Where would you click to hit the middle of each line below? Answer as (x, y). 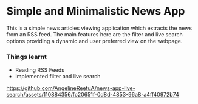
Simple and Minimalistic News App (96, 11)
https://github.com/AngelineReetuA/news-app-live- (71, 88)
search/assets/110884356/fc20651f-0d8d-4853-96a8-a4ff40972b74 (93, 95)
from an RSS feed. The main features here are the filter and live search (95, 34)
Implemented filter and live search (58, 77)
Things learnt (26, 57)
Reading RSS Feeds (40, 70)
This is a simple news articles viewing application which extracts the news (99, 28)
